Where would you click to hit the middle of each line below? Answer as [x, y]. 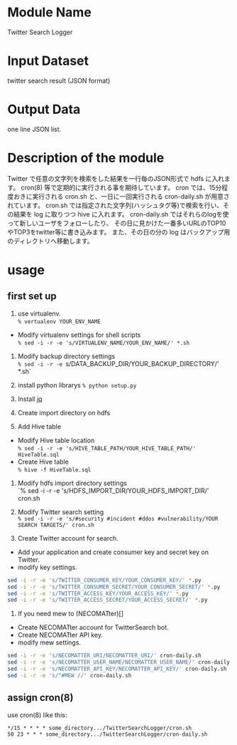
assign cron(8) [40, 698]
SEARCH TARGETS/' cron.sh [56, 525]
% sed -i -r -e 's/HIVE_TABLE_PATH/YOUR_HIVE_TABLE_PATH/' [107, 448]
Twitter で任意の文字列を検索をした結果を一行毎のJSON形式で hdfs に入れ [116, 178]
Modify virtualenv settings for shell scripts [79, 335]
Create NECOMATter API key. [60, 635]
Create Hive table [43, 462]
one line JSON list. [34, 129]
